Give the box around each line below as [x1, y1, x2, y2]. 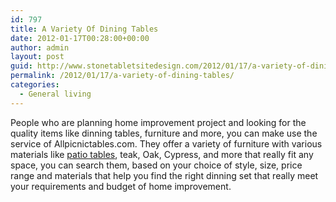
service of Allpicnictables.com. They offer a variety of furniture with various [10, 137, 323, 150]
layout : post [10, 52, 65, 62]
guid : [10, 61, 33, 71]
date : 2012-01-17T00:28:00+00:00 [10, 33, 150, 43]
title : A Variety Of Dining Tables [10, 24, 159, 34]
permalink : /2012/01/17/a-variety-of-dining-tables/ [10, 71, 235, 81]
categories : [10, 80, 60, 90]
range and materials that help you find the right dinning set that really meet [10, 169, 319, 181]
